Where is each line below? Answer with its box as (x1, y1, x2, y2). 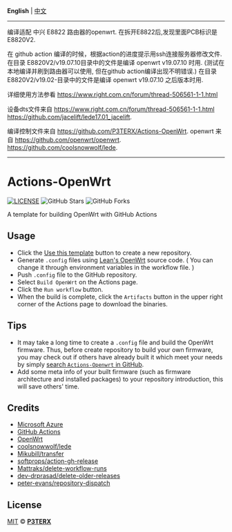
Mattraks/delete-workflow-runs (17, 464, 107, 473)
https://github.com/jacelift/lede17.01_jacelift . (7, 113, 133, 121)
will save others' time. (17, 382, 79, 391)
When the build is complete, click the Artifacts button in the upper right (17, 293, 223, 301)
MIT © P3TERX (7, 518, 52, 526)
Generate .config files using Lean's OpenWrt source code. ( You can (17, 255, 213, 264)
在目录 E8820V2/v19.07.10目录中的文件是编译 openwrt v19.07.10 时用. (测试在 (7, 59, 225, 66)
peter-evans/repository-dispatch (17, 479, 110, 487)
